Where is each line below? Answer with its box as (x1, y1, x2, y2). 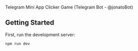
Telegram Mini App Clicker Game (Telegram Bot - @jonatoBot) (5, 4, 133, 10)
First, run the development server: (5, 32, 75, 38)
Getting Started (5, 18, 54, 27)
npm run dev (5, 41, 30, 46)
